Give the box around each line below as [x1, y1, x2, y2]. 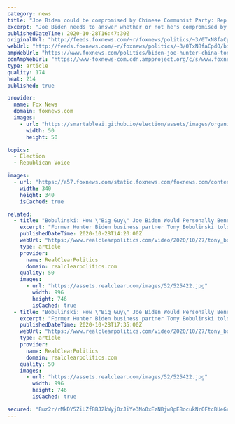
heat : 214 [7, 75, 36, 83]
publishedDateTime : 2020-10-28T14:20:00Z [20, 231, 142, 238]
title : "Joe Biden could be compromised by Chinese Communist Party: [7, 17, 215, 24]
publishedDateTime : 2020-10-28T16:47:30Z [7, 29, 130, 37]
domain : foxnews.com [13, 108, 73, 115]
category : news [7, 10, 52, 18]
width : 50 [25, 127, 55, 134]
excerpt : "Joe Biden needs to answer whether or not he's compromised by [7, 23, 227, 30]
